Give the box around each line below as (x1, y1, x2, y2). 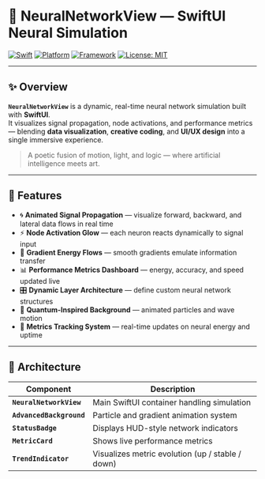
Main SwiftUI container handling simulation (92, 397, 252, 408)
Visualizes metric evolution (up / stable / (92, 448, 242, 459)
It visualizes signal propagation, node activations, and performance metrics (8, 118, 253, 127)
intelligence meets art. (27, 158, 100, 168)
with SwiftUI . (8, 110, 50, 119)
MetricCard (12, 436, 53, 446)
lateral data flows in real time (19, 219, 114, 228)
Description (150, 383, 196, 394)
